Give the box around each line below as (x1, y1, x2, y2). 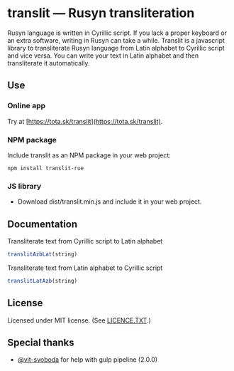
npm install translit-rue (7, 164, 84, 172)
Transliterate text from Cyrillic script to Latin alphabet (7, 237, 163, 246)
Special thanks (7, 336, 74, 348)
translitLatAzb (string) (7, 277, 78, 284)
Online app (7, 101, 46, 111)
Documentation (7, 218, 78, 230)
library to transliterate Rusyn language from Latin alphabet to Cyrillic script (7, 43, 225, 52)
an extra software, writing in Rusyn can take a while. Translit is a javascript (7, 36, 225, 44)
